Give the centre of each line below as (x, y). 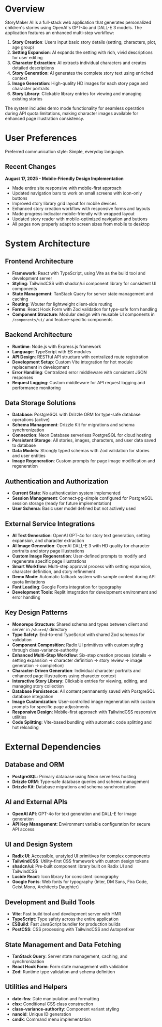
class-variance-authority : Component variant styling (66, 1009)
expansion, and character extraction (48, 540)
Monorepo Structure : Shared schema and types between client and (80, 624)
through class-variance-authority (45, 650)
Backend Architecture (39, 335)
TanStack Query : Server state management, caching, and (70, 956)
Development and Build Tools (50, 902)
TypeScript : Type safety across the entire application (65, 919)
